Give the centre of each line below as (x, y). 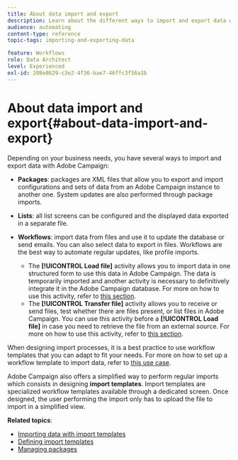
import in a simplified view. (46, 406)
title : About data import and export (63, 14)
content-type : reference (44, 34)
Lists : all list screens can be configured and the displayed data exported (123, 215)
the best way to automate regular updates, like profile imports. (108, 252)
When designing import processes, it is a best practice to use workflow (111, 347)
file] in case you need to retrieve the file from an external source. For (129, 326)
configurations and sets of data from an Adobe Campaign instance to (119, 187)
